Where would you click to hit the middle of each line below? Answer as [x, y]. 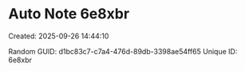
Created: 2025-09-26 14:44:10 [59, 36]
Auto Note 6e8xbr [69, 14]
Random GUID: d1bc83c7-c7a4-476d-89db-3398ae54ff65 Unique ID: [123, 51]
